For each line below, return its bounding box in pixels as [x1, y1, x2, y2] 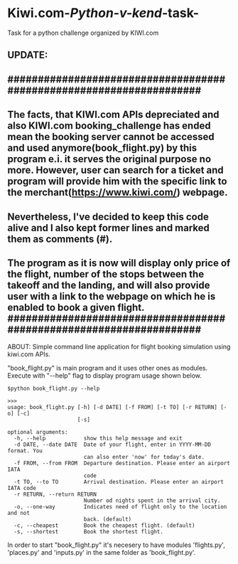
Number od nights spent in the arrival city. [83, 497, 221, 504]
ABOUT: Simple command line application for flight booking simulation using [7, 343, 231, 351]
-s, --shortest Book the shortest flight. [13, 528, 163, 536]
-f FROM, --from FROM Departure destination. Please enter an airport [13, 460, 231, 467]
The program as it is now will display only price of [7, 257, 231, 269]
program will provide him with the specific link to [7, 176, 227, 188]
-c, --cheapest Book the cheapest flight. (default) [13, 522, 195, 529]
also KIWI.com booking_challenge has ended [7, 119, 211, 132]
